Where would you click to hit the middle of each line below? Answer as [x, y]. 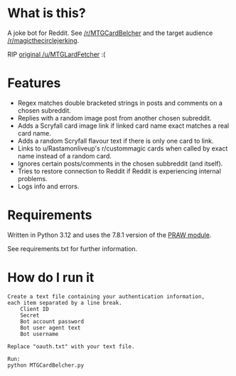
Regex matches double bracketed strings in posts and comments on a [120, 103]
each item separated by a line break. [65, 303]
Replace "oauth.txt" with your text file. [71, 346]
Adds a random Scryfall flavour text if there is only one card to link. [116, 141]
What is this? [47, 13]
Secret [30, 315]
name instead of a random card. [64, 156]
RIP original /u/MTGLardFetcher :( [57, 54]
